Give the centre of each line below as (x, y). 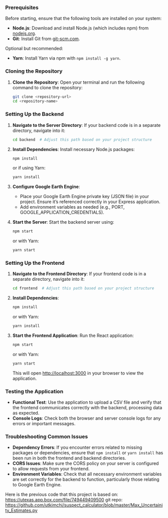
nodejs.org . (24, 34)
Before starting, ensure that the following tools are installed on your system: (83, 19)
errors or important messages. (44, 423)
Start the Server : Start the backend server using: (63, 222)
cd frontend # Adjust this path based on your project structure (83, 288)
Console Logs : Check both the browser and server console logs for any (87, 418)
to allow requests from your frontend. (51, 469)
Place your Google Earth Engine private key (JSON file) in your (85, 197)
